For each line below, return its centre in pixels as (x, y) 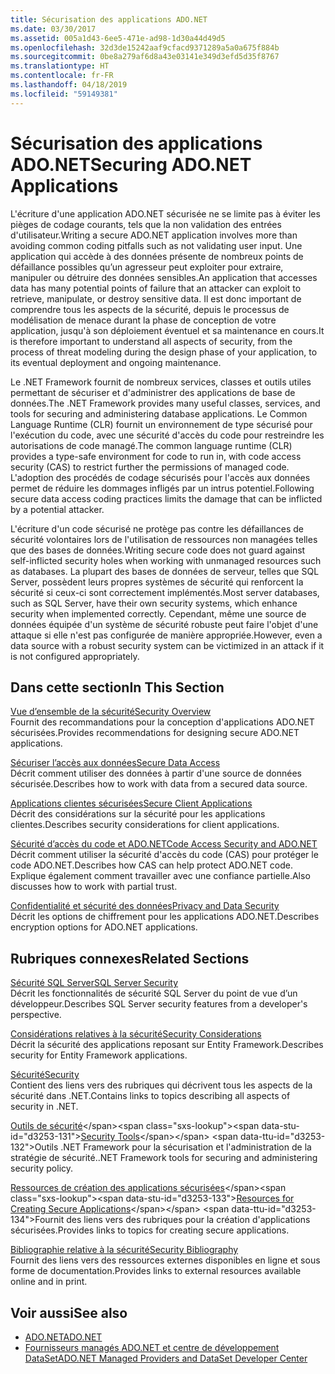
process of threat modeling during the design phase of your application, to (164, 352)
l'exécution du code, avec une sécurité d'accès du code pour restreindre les (167, 435)
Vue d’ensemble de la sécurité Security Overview (111, 712)
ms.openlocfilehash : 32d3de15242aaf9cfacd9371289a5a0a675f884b (145, 47)
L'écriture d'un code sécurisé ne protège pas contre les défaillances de (157, 528)
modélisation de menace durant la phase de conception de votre (143, 320)
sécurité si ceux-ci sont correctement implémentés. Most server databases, (165, 592)
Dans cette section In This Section (117, 687)
